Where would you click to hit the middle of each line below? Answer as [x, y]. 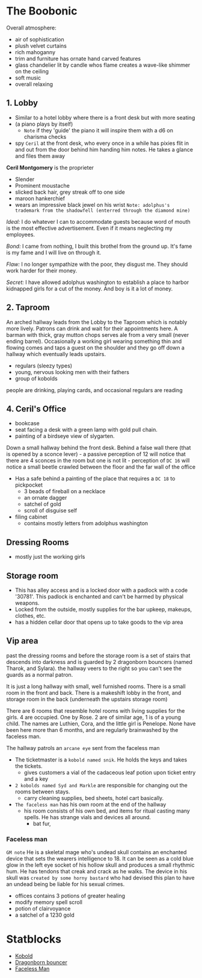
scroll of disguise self [50, 511]
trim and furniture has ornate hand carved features [78, 58]
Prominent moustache [42, 185]
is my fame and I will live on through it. [54, 252]
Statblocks [34, 939]
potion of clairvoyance [43, 909]
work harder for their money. [41, 270]
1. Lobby [22, 103]
